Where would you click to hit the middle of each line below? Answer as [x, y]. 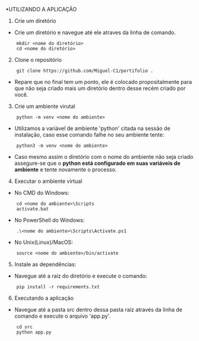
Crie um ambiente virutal [45, 106]
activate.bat [33, 209]
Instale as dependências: [45, 264]
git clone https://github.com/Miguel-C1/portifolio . [85, 71]
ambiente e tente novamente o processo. [66, 170]
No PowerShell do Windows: [49, 220]
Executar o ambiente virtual [48, 181]
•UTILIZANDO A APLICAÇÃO [41, 9]
